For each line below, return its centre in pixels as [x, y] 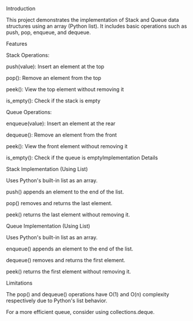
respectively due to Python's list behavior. [57, 300]
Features [17, 44]
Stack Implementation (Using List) [47, 169]
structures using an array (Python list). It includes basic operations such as [97, 26]
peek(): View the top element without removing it [65, 89]
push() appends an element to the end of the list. [65, 192]
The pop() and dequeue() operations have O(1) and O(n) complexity [88, 294]
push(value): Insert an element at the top [55, 66]
